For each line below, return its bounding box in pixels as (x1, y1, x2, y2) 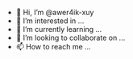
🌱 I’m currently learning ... (15, 25, 102, 33)
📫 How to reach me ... (15, 42, 91, 51)
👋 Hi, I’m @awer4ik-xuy (15, 8, 94, 17)
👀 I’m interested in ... (15, 16, 85, 26)
